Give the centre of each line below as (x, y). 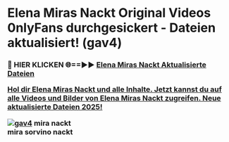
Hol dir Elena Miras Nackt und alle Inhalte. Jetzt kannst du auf (114, 89)
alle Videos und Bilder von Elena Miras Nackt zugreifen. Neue (114, 98)
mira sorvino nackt (40, 131)
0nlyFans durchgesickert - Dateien (112, 28)
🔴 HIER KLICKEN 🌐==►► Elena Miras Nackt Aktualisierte (107, 65)
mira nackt (53, 123)
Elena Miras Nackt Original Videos (109, 13)
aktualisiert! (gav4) (65, 43)
